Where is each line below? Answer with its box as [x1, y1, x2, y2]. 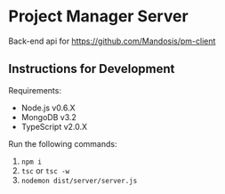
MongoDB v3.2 [20, 111, 77, 122]
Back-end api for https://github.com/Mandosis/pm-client [8, 36, 216, 46]
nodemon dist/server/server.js [20, 176, 138, 185]
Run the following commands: [8, 138, 117, 149]
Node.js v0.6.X [20, 102, 76, 113]
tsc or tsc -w [20, 165, 70, 175]
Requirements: [8, 85, 61, 95]
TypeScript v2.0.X [20, 121, 88, 132]
